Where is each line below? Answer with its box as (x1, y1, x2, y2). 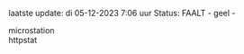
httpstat (8, 35, 38, 45)
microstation (8, 25, 55, 35)
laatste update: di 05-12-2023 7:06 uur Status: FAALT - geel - (8, 8, 236, 18)
